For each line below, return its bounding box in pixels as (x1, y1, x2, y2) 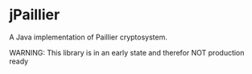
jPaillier (9, 6, 60, 24)
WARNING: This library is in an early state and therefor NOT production (9, 47, 245, 57)
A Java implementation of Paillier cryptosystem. (9, 32, 167, 42)
